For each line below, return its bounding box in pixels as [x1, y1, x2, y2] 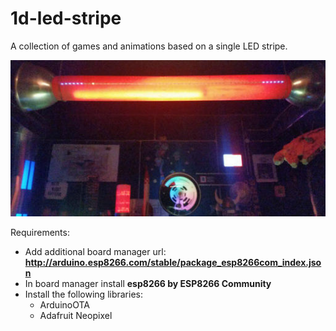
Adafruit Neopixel [39, 309, 113, 321]
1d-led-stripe [10, 7, 122, 30]
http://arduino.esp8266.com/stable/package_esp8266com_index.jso [24, 256, 322, 268]
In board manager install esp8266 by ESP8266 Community [24, 277, 272, 289]
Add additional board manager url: [24, 245, 167, 257]
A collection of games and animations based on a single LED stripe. [10, 40, 288, 52]
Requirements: [10, 226, 70, 238]
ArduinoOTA [39, 298, 90, 311]
